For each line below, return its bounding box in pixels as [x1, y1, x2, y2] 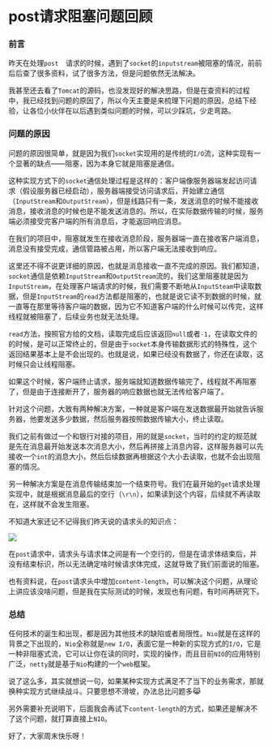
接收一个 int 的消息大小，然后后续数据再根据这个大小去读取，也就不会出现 [8, 451, 253, 461]
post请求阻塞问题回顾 [8, 7, 153, 26]
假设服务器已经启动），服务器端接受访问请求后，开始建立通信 [22, 186, 225, 196]
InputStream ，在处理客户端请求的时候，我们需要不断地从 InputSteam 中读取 [8, 281, 255, 290]
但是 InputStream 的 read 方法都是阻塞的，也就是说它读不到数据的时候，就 [22, 291, 261, 301]
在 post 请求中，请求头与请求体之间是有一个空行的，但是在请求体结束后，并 [8, 548, 257, 558]
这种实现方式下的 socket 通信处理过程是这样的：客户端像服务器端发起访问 [8, 175, 250, 185]
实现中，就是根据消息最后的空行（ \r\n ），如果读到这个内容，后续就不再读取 [8, 488, 261, 499]
